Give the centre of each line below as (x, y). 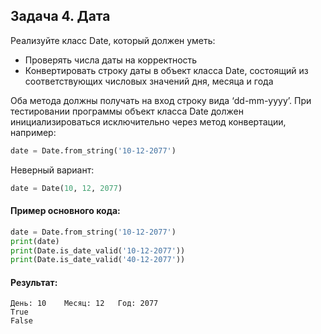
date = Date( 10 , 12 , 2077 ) (66, 188)
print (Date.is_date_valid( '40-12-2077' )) (98, 260)
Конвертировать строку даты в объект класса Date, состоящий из (166, 70)
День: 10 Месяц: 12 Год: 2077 (84, 304)
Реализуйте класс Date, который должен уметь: (113, 40)
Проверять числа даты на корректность (111, 60)
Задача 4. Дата (60, 16)
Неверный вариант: (52, 170)
